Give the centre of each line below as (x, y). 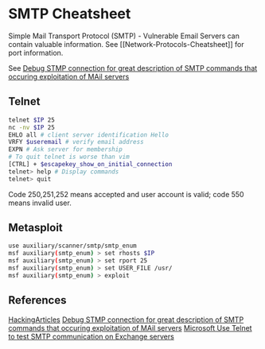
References (37, 300)
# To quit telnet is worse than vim (69, 157)
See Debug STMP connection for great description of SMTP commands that (133, 68)
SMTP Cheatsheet (70, 14)
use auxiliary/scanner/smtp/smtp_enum (72, 246)
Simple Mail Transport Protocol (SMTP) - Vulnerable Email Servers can (124, 36)
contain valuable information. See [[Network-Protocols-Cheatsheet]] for (126, 44)
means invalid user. (40, 203)
